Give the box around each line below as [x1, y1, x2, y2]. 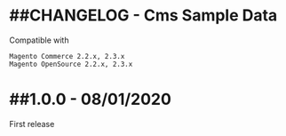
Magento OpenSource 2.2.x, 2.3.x [9, 60, 133, 68]
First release [9, 118, 55, 129]
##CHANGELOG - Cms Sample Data [9, 5, 278, 26]
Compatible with [9, 35, 69, 45]
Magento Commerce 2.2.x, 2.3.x [9, 52, 125, 60]
